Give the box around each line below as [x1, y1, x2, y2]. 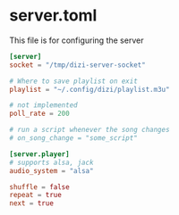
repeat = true [9, 191, 63, 200]
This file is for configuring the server [9, 35, 144, 45]
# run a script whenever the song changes [9, 126, 170, 135]
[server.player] [9, 149, 70, 159]
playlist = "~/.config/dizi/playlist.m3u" [9, 85, 170, 94]
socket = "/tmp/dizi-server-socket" [9, 60, 146, 70]
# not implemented [9, 101, 78, 110]
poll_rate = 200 [9, 109, 70, 119]
